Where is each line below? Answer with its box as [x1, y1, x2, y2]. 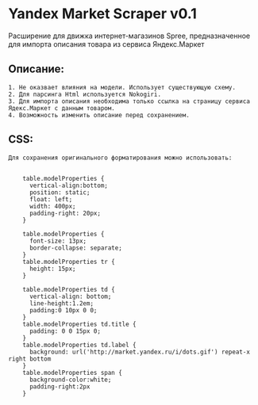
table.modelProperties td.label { [22, 341, 137, 349]
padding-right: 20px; [29, 209, 102, 217]
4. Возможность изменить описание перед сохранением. [8, 111, 191, 119]
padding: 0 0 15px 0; [29, 327, 102, 335]
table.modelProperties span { [22, 369, 123, 376]
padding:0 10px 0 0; [29, 306, 98, 314]
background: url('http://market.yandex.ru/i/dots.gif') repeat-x [29, 348, 250, 356]
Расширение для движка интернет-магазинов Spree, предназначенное [8, 31, 251, 40]
